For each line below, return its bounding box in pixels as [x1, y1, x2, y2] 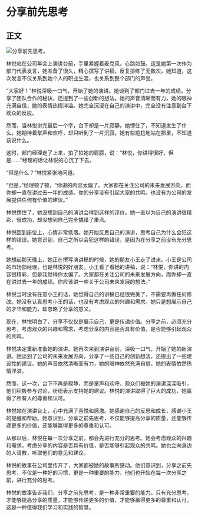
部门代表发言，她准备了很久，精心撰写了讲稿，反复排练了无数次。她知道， [6, 67, 187, 74]
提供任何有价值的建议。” [11, 196, 68, 203]
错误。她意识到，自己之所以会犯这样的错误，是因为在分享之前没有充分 [16, 236, 187, 243]
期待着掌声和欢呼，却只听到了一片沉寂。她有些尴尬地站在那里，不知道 [21, 129, 192, 136]
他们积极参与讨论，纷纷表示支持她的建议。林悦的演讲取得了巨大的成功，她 [6, 387, 187, 394]
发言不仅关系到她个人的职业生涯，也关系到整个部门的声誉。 [11, 75, 156, 81]
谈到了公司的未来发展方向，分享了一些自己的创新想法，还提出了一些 [21, 353, 187, 360]
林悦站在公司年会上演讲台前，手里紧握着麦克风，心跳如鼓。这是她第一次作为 [6, 60, 192, 67]
